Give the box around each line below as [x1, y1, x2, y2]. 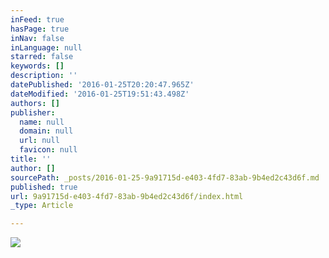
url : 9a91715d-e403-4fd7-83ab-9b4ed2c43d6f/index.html [10, 191, 244, 201]
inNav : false [10, 33, 65, 43]
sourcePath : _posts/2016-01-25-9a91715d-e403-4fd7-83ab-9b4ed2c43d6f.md [10, 172, 320, 183]
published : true [10, 182, 78, 192]
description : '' [10, 71, 78, 81]
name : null [19, 117, 65, 127]
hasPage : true [10, 24, 70, 34]
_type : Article [10, 201, 74, 211]
